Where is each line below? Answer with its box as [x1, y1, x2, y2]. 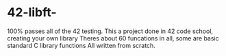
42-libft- [7, 5, 57, 20]
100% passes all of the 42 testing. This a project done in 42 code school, [7, 27, 214, 35]
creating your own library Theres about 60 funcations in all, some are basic [7, 34, 219, 42]
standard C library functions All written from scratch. [7, 41, 155, 49]
